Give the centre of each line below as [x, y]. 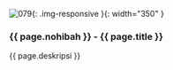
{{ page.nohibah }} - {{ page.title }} [86, 36]
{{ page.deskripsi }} [45, 56]
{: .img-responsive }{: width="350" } [98, 14]
